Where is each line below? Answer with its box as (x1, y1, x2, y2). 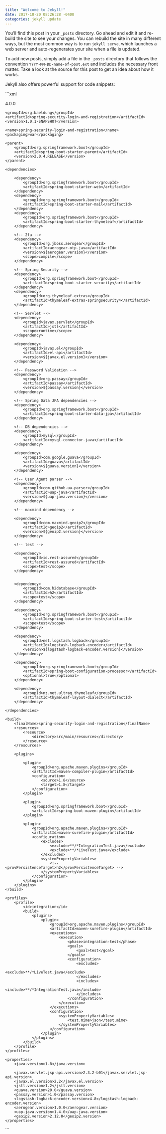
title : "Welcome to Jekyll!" (5, 7, 66, 12)
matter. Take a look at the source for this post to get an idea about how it (5, 66, 154, 72)
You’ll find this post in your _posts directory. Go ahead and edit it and (5, 30, 147, 36)
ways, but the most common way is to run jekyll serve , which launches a (5, 41, 157, 47)
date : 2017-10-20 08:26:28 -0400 (5, 12, 75, 17)
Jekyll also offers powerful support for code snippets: (5, 81, 115, 87)
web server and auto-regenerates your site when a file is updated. (5, 46, 141, 52)
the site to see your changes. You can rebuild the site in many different (16, 35, 161, 41)
